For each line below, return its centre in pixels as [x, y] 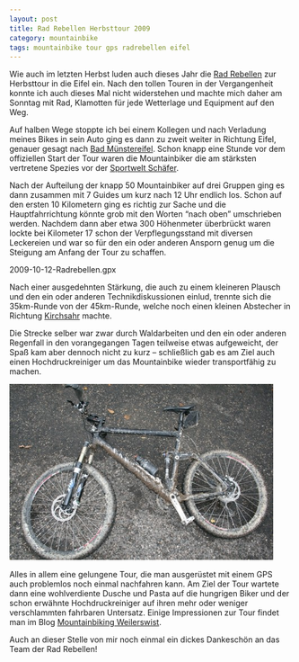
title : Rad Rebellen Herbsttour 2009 [80, 28]
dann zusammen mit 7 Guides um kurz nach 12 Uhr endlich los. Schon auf [146, 195]
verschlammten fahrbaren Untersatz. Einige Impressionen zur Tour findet [145, 613]
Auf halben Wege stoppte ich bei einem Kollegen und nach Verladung [138, 130]
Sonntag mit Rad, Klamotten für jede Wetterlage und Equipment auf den [142, 103]
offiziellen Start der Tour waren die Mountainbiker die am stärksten [133, 158]
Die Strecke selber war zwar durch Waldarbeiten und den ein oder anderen [148, 334]
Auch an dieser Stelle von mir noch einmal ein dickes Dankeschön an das [145, 640]
